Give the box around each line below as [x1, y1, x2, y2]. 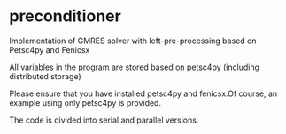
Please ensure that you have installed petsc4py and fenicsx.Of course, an [9, 88, 278, 99]
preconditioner [9, 6, 121, 26]
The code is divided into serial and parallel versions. [9, 115, 199, 125]
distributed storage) [9, 71, 81, 81]
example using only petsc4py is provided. [9, 97, 162, 108]
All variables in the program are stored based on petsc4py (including [9, 62, 259, 72]
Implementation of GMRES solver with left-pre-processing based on [9, 35, 257, 46]
